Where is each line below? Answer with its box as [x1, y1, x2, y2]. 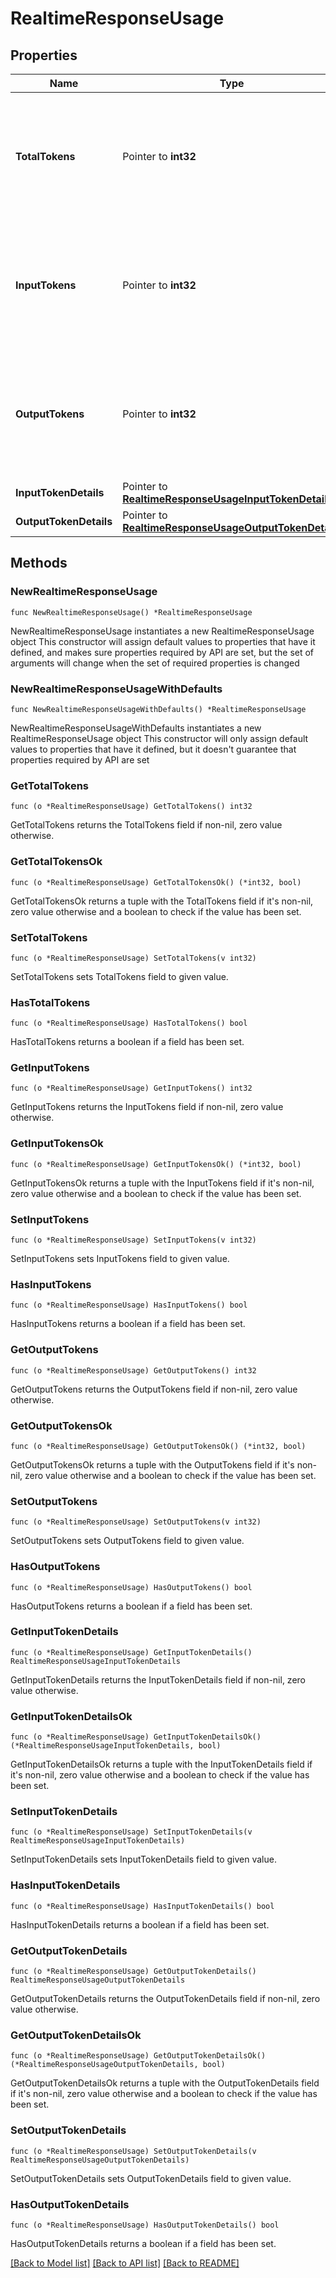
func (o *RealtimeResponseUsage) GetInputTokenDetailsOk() [10, 1732, 262, 1742]
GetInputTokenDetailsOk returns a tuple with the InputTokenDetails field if [10, 1758, 313, 1771]
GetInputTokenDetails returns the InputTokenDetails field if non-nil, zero [10, 1673, 306, 1686]
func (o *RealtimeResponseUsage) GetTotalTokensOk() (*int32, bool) [10, 877, 302, 887]
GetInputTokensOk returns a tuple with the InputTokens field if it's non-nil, [10, 1177, 315, 1189]
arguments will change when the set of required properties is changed [10, 657, 300, 669]
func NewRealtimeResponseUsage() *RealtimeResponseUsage [10, 607, 253, 617]
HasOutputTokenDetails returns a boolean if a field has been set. [10, 2237, 277, 2249]
